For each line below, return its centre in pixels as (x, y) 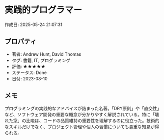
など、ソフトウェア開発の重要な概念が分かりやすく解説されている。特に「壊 (82, 114)
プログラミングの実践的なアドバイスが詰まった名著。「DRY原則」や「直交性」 (82, 108)
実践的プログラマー (43, 10)
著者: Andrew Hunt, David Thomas (46, 54)
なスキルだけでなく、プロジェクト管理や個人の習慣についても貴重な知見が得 (82, 127)
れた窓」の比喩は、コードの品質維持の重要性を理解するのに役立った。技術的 (82, 120)
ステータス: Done (29, 72)
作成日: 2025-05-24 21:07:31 (33, 24)
